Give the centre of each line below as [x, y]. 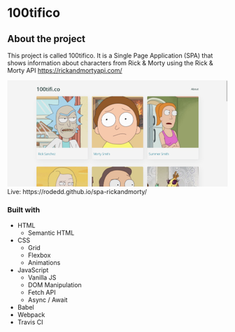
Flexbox [39, 255]
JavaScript [33, 270]
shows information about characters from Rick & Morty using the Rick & [110, 63]
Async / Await [48, 300]
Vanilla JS [42, 277]
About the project [47, 39]
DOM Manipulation [55, 284]
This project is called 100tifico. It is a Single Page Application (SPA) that [110, 55]
